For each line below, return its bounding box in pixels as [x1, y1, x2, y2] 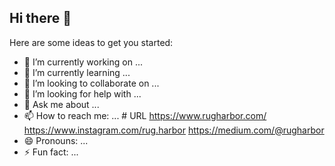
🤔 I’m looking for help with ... [23, 87, 142, 100]
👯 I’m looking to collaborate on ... [23, 77, 160, 89]
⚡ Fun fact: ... [23, 146, 79, 158]
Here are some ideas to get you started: [9, 36, 174, 48]
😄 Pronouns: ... [23, 134, 89, 146]
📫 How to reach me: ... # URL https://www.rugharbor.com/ [23, 109, 267, 121]
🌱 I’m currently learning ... [23, 66, 131, 78]
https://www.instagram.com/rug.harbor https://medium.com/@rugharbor [23, 124, 325, 136]
